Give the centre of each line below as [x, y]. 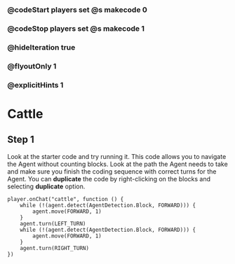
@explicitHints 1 [35, 85]
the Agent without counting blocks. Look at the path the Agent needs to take [117, 164]
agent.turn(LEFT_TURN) [53, 223]
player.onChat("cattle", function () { [66, 199]
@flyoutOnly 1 [32, 66]
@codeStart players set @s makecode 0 [77, 10]
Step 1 [21, 140]
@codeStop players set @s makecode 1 [76, 28]
